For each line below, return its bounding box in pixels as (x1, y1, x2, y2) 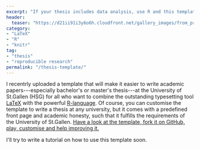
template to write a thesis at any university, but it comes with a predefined (6, 105, 187, 113)
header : (6, 14, 26, 20)
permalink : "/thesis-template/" (6, 64, 86, 70)
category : (6, 25, 31, 32)
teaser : (11, 20, 31, 26)
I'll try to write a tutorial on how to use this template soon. (6, 136, 147, 144)
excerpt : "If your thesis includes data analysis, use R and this (6, 8, 174, 15)
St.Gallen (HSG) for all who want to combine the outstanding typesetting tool (6, 93, 194, 100)
